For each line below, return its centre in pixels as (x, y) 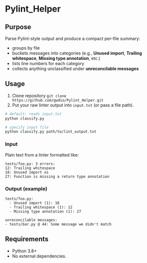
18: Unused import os (27, 172)
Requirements (27, 239)
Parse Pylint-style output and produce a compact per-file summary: (73, 38)
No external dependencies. (39, 256)
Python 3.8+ (24, 251)
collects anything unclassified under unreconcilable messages (75, 69)
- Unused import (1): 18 (34, 203)
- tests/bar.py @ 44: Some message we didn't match (58, 224)
